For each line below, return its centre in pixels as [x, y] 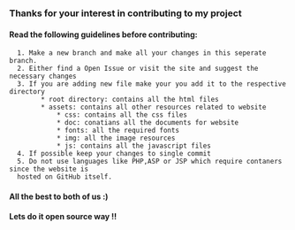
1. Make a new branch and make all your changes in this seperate [142, 53]
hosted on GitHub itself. [65, 177]
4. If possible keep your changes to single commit [114, 154]
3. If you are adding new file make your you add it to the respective [152, 84]
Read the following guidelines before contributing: [103, 34]
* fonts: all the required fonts [117, 131]
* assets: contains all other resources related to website [154, 107]
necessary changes [43, 77]
